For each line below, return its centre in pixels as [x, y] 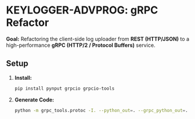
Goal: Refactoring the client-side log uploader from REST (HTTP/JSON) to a [98, 39]
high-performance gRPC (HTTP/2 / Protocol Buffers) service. [81, 45]
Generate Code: [34, 100]
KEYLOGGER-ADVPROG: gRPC [82, 10]
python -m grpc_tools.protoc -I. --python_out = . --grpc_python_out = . [101, 110]
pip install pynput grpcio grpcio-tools [64, 89]
